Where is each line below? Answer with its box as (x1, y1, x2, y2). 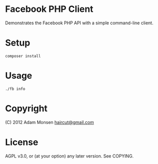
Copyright (5, 103, 48, 114)
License (5, 136, 39, 148)
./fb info (5, 86, 26, 91)
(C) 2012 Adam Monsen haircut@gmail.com (5, 119, 94, 125)
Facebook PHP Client (5, 3, 94, 15)
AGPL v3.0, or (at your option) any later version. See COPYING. (5, 153, 134, 159)
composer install (5, 54, 41, 58)
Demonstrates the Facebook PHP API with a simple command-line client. (5, 20, 154, 26)
